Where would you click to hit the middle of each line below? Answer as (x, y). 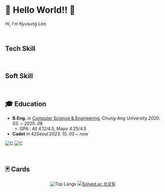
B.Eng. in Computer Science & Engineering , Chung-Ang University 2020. (86, 118)
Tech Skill (20, 49)
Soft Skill (19, 76)
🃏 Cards (17, 169)
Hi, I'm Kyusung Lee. (26, 24)
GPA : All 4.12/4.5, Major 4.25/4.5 (53, 129)
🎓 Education (26, 104)
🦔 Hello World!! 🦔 (40, 10)
